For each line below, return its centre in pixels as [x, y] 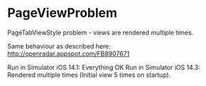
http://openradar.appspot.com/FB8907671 [68, 54]
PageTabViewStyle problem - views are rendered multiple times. [101, 32]
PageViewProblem [62, 13]
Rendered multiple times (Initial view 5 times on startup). [89, 75]
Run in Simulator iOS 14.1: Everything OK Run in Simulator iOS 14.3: [104, 67]
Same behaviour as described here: [59, 46]
